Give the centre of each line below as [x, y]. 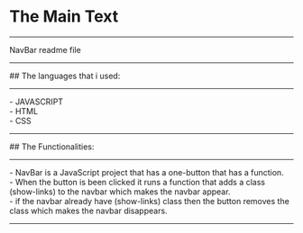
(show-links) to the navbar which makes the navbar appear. [120, 192]
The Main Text [64, 17]
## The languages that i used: [65, 76]
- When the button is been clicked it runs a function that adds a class [138, 182]
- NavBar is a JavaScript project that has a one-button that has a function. [147, 172]
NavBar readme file [45, 49]
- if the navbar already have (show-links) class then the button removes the [150, 201]
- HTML [24, 111]
